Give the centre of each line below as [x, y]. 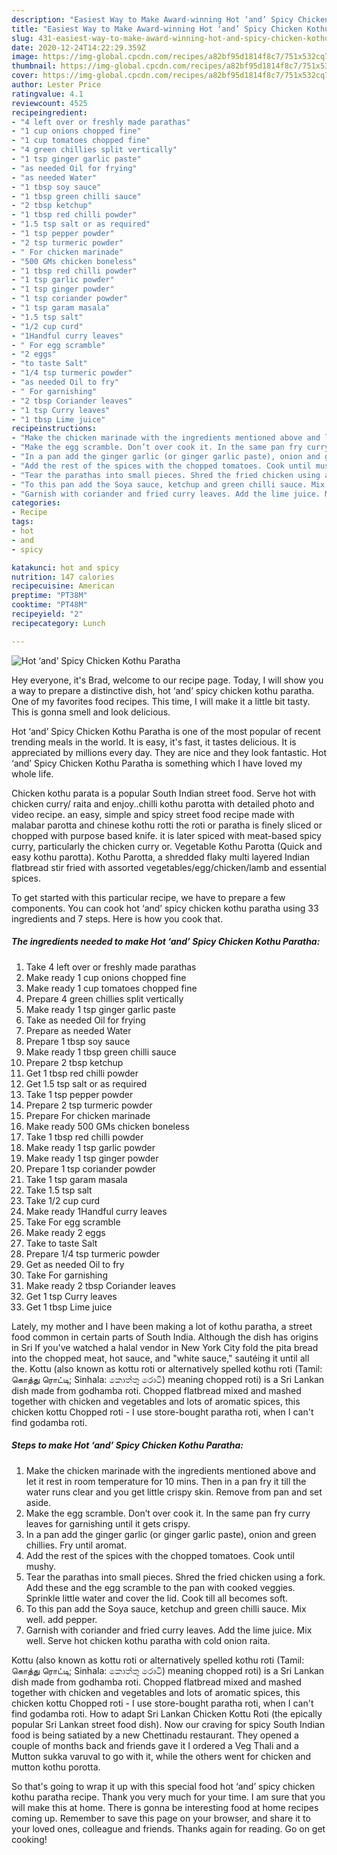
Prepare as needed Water [78, 1030]
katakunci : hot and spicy [65, 567]
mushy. [41, 1566]
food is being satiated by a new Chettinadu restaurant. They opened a [155, 1735]
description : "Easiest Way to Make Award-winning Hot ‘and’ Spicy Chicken [170, 19]
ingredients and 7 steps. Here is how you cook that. [117, 918]
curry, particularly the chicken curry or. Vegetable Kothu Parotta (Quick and [167, 846]
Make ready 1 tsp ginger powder [92, 1158]
